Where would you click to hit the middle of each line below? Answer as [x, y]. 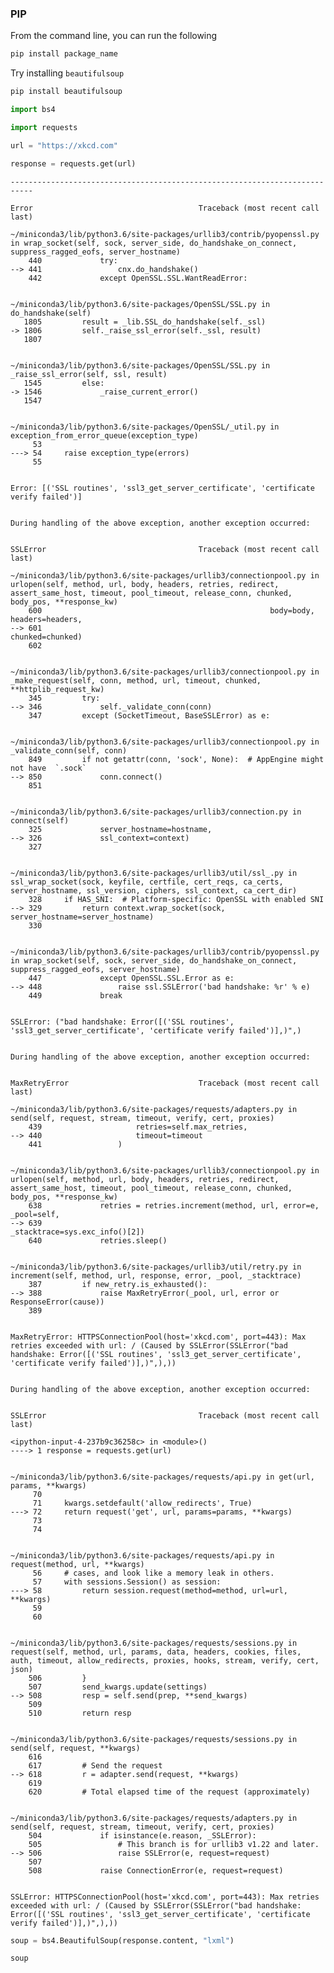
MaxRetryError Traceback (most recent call [165, 1083]
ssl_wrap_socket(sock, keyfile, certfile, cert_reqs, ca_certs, [147, 882]
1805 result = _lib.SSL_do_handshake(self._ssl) [145, 322]
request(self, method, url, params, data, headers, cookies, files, [156, 1652]
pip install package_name [64, 54]
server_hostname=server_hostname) [82, 917]
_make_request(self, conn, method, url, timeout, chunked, [136, 680]
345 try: [64, 698]
